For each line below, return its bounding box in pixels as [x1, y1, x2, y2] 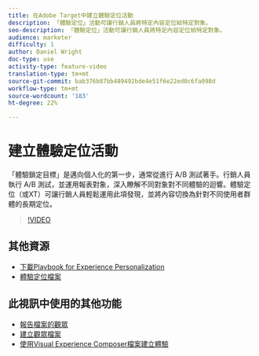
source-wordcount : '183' [8, 92, 89, 100]
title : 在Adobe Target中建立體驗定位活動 [8, 11, 133, 20]
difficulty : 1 [8, 41, 55, 49]
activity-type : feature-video [8, 63, 108, 71]
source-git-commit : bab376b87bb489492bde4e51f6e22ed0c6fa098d [8, 77, 216, 85]
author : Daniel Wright [8, 48, 82, 56]
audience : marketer [8, 33, 72, 42]
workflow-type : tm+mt [8, 84, 79, 93]
